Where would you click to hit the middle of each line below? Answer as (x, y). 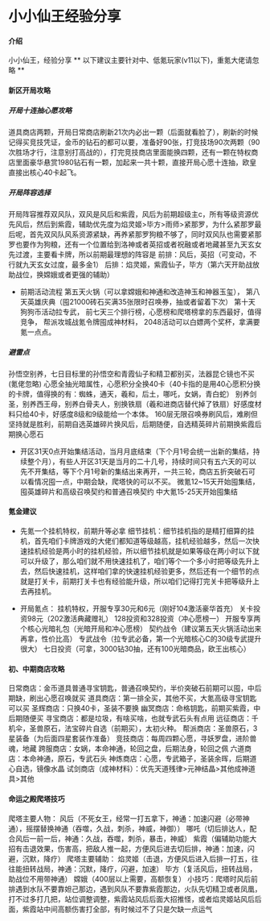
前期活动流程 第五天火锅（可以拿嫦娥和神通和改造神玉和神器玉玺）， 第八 (140, 292)
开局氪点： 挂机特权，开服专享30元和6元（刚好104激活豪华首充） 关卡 (137, 608)
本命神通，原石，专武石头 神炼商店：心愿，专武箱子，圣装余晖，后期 (136, 759)
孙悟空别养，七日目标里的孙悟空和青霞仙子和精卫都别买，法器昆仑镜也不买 (131, 373)
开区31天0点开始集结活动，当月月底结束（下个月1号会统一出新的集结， (136, 451)
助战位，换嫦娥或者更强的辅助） (61, 274)
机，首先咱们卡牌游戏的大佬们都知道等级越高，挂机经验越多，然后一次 (136, 541)
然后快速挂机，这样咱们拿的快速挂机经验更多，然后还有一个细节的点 (147, 571)
